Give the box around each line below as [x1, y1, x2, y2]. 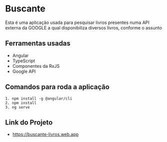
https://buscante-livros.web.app [12, 132, 79, 138]
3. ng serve [5, 105, 30, 110]
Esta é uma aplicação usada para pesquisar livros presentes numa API [5, 19, 150, 25]
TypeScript [12, 58, 35, 64]
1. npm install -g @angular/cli [5, 96, 72, 101]
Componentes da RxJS [12, 63, 60, 69]
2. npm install [5, 100, 37, 105]
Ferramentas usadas [5, 39, 71, 48]
